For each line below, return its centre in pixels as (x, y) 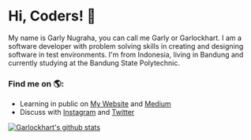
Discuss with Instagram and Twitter (77, 112)
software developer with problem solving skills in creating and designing (126, 46)
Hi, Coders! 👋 (52, 16)
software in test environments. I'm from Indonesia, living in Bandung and (126, 54)
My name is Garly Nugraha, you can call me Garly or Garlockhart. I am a (125, 38)
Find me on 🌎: (36, 83)
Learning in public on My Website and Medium (95, 104)
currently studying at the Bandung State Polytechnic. (94, 63)
